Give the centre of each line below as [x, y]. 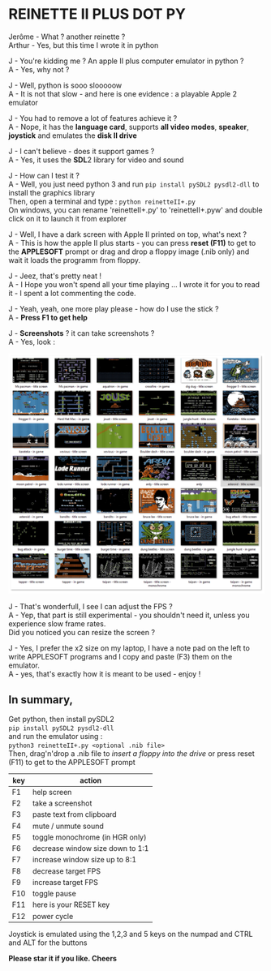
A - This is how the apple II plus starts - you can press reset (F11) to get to [132, 243]
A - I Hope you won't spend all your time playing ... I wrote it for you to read [134, 284]
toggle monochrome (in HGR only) [89, 837]
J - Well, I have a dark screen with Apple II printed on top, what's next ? [128, 234]
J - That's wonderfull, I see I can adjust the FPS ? [90, 607]
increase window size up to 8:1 [84, 860]
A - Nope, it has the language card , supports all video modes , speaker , [129, 127]
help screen [52, 792]
